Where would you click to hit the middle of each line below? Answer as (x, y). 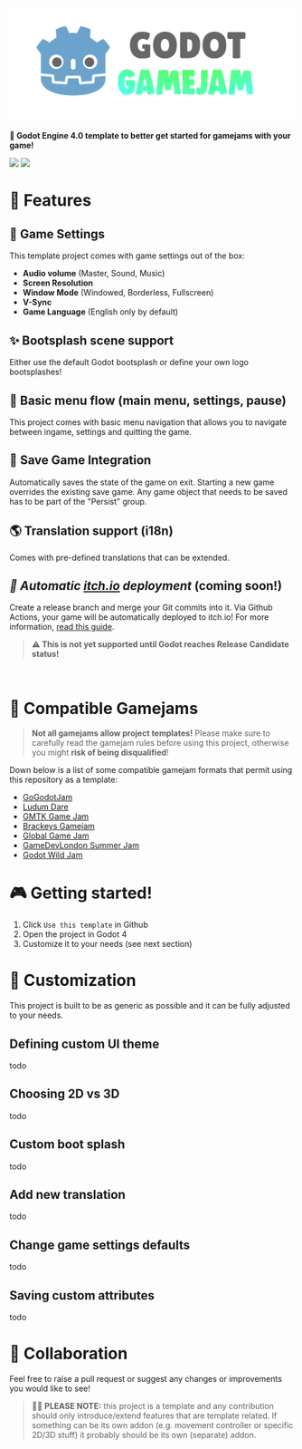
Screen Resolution (57, 283)
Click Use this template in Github (85, 925)
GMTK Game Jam (56, 816)
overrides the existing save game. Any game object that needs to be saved (148, 491)
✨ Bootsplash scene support (92, 340)
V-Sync (37, 303)
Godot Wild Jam (52, 855)
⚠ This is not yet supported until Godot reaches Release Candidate (160, 644)
